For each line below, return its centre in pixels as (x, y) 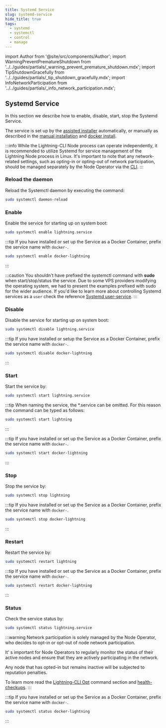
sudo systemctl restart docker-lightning (49, 585)
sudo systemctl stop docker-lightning (45, 519)
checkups (15, 688)
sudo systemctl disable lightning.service (50, 329)
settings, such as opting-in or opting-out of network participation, (88, 161)
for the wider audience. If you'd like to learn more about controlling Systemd (83, 291)
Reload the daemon (29, 180)
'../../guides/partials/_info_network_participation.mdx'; (60, 88)
